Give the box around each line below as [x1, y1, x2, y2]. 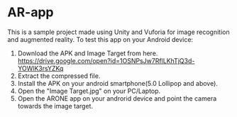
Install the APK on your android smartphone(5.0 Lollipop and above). [17, 79, 219, 87]
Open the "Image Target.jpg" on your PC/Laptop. [17, 87, 161, 95]
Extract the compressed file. [17, 72, 101, 80]
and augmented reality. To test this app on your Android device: [7, 35, 194, 43]
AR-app [7, 4, 54, 21]
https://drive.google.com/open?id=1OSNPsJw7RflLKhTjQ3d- [17, 56, 195, 65]
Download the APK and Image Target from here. [17, 49, 158, 57]
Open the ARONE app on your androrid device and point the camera [17, 94, 217, 103]
